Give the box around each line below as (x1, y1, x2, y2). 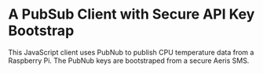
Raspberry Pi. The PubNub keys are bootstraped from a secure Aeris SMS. (8, 56, 250, 65)
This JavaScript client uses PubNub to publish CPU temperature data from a (8, 47, 254, 57)
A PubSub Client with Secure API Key (8, 5, 255, 23)
